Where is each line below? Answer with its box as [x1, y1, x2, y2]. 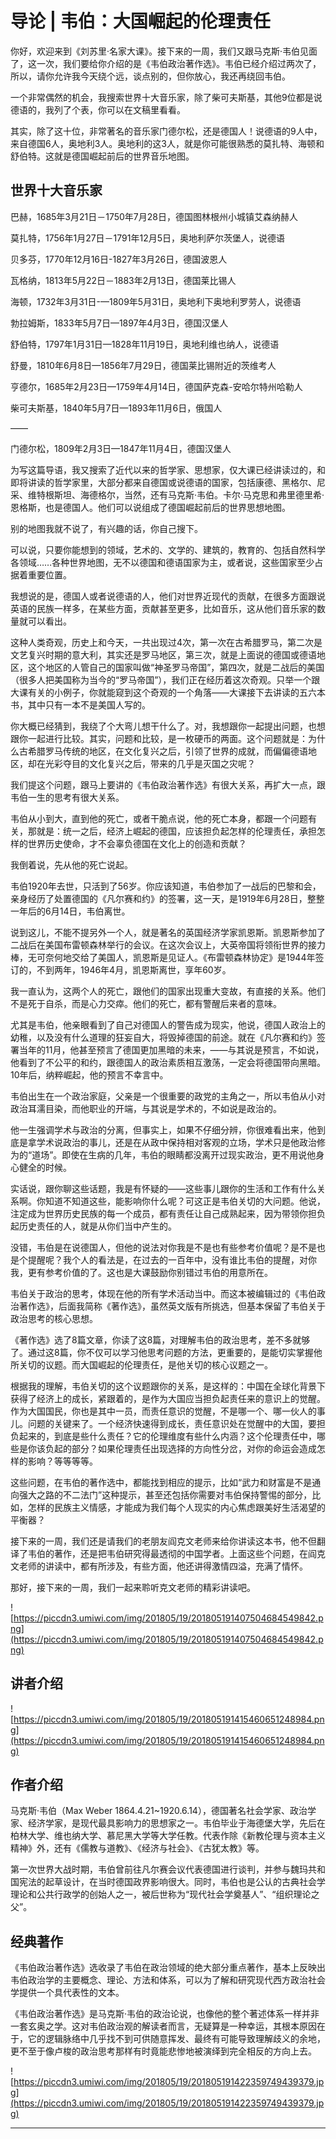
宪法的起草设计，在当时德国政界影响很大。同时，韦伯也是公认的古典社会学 [18, 1876, 326, 1888]
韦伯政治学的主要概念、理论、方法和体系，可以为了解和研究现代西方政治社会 [10, 1974, 326, 1986]
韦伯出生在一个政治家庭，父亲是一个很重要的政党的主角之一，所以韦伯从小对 [10, 1090, 326, 1102]
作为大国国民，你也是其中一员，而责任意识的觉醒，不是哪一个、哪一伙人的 [10, 1405, 317, 1417]
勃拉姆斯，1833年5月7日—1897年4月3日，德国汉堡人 [10, 317, 229, 329]
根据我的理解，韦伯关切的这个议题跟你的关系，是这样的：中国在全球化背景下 [10, 1380, 326, 1392]
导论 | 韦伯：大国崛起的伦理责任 [10, 10, 271, 33]
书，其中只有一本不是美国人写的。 [10, 698, 151, 711]
